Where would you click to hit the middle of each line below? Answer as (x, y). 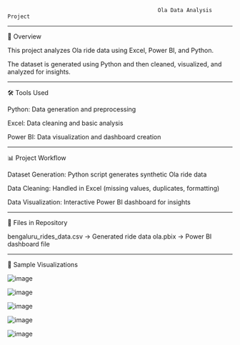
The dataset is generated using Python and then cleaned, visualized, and (115, 64)
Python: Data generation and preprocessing (72, 109)
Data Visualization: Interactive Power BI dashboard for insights (99, 202)
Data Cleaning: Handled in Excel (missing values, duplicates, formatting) (114, 188)
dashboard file (29, 244)
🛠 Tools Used (28, 92)
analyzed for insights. (39, 72)
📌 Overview (24, 36)
